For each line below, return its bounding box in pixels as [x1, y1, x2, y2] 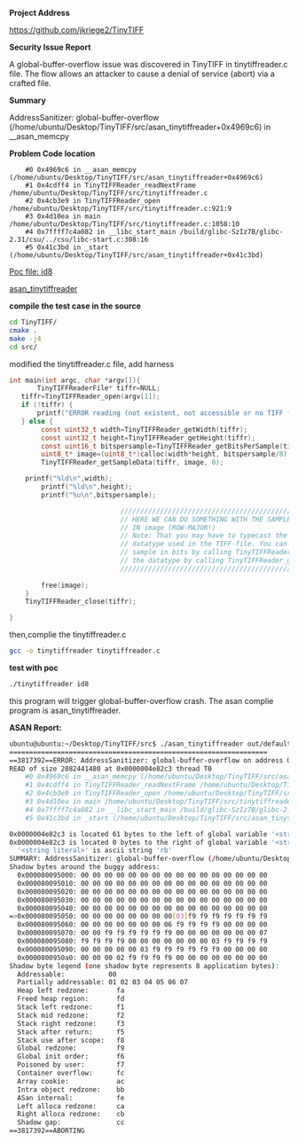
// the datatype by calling [120, 556, 224, 565]
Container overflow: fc [17, 1068, 125, 1077]
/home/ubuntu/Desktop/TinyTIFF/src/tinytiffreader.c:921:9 [9, 204, 232, 213]
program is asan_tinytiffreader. [9, 705, 122, 716]
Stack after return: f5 [17, 1028, 125, 1036]
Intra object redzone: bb [17, 1085, 125, 1094]
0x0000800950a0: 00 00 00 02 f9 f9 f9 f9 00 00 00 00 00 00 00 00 [17, 953, 268, 962]
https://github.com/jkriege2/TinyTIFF [9, 25, 145, 35]
